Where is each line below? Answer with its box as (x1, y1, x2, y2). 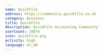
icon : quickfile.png (5, 34, 47, 39)
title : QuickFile (5, 20, 40, 25)
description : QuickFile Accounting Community (5, 25, 98, 30)
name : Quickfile (5, 7, 38, 12)
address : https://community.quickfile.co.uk (5, 11, 96, 16)
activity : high (5, 38, 36, 43)
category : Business (5, 16, 44, 21)
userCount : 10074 (5, 29, 40, 34)
